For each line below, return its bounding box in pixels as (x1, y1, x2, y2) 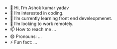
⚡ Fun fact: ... (9, 39, 37, 45)
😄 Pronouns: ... (9, 33, 42, 39)
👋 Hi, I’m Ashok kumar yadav (9, 5, 69, 10)
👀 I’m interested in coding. (9, 10, 64, 16)
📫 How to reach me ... (9, 26, 56, 32)
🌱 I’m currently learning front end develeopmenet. (9, 15, 113, 21)
